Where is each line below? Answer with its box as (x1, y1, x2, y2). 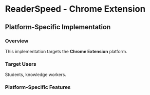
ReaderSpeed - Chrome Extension (5, 3, 146, 15)
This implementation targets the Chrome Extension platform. (5, 48, 128, 54)
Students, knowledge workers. (5, 72, 67, 77)
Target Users (5, 60, 37, 67)
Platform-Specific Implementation (5, 23, 111, 31)
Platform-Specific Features (5, 84, 71, 91)
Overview (5, 38, 29, 44)
